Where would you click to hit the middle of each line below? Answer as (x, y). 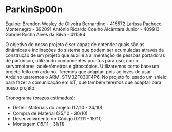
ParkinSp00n (34, 9)
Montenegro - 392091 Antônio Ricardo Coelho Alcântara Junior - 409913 (82, 29)
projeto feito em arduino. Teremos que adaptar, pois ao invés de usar (78, 71)
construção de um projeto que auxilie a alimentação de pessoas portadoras (85, 55)
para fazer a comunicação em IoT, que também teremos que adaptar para (83, 82)
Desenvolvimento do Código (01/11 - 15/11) (57, 118)
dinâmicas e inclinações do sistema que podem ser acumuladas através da (85, 50)
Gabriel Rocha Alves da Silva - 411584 (45, 34)
